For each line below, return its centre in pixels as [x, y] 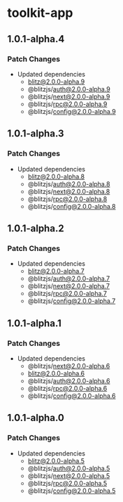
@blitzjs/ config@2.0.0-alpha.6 [72, 396]
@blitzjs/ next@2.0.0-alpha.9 [69, 96]
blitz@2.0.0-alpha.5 [56, 461]
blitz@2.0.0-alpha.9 [56, 82]
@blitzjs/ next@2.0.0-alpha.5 [69, 475]
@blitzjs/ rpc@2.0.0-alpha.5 [67, 483]
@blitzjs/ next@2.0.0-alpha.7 [69, 286]
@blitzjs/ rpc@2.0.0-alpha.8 [67, 199]
